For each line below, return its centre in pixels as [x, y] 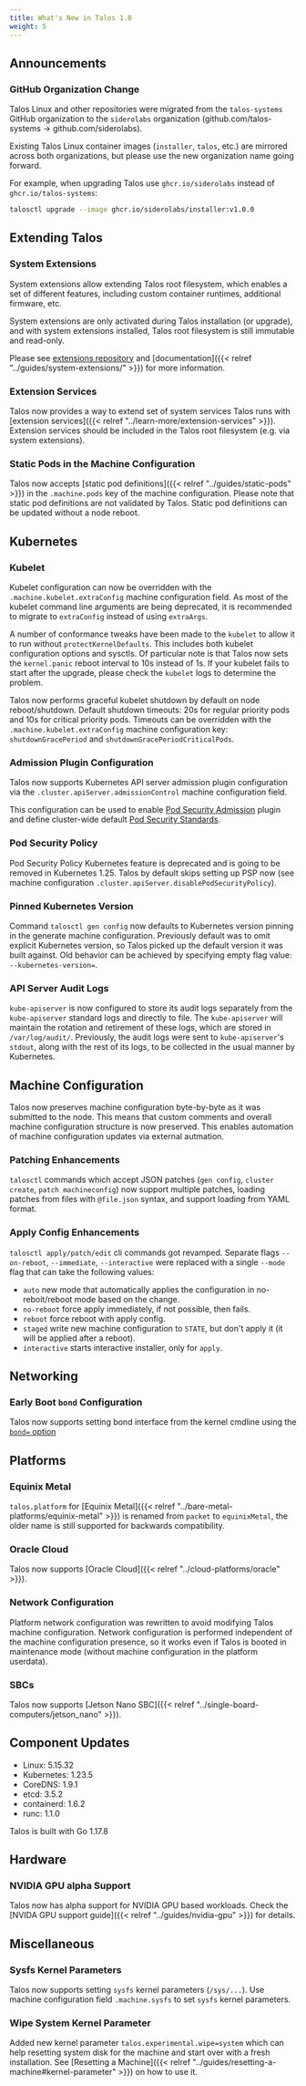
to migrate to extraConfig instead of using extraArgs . [109, 617]
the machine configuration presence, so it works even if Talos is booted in [148, 1642]
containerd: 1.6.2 [54, 1803]
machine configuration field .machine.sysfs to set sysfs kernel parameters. [150, 1999]
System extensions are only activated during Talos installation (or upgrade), [151, 321]
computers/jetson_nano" [56, 1714]
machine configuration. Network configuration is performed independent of [151, 1632]
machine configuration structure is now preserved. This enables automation [152, 1126]
